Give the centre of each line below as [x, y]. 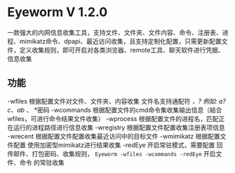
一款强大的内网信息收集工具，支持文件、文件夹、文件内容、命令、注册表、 [115, 32]
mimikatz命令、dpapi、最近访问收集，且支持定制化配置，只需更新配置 [121, 41]
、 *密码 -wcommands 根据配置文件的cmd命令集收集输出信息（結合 [124, 110]
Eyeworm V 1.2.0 [58, 12]
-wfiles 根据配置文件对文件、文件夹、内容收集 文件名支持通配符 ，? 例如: [112, 101]
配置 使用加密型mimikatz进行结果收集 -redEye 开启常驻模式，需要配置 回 [118, 145]
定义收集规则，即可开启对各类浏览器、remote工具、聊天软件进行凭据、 [122, 50]
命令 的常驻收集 [42, 162]
